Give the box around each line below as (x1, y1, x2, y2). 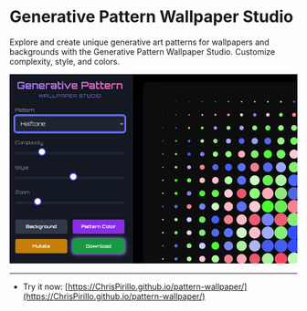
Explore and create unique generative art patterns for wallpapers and (9, 36, 270, 47)
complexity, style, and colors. (9, 56, 121, 67)
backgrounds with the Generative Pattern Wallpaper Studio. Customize (9, 46, 276, 57)
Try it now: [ (22, 281, 69, 292)
